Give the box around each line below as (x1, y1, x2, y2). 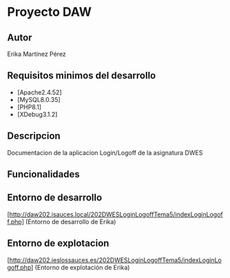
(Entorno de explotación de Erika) (34, 263, 130, 271)
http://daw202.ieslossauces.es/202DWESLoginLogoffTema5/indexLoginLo (9, 256, 222, 264)
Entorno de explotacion (7, 237, 109, 249)
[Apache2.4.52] (17, 88, 62, 97)
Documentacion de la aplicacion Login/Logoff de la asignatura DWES (7, 148, 203, 157)
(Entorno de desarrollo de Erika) (25, 217, 116, 226)
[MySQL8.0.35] (17, 95, 61, 103)
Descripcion (7, 130, 61, 142)
